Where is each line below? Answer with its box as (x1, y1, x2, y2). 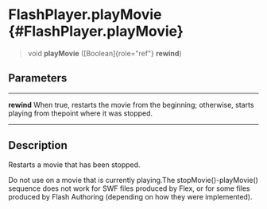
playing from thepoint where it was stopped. (8, 108, 153, 118)
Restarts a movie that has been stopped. (8, 160, 141, 169)
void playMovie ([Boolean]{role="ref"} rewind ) (27, 48, 182, 58)
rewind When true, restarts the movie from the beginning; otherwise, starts (8, 100, 254, 109)
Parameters (8, 71, 68, 85)
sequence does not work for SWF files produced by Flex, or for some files (8, 184, 250, 193)
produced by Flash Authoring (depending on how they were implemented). (8, 192, 253, 201)
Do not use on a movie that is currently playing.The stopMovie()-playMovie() (8, 175, 258, 184)
